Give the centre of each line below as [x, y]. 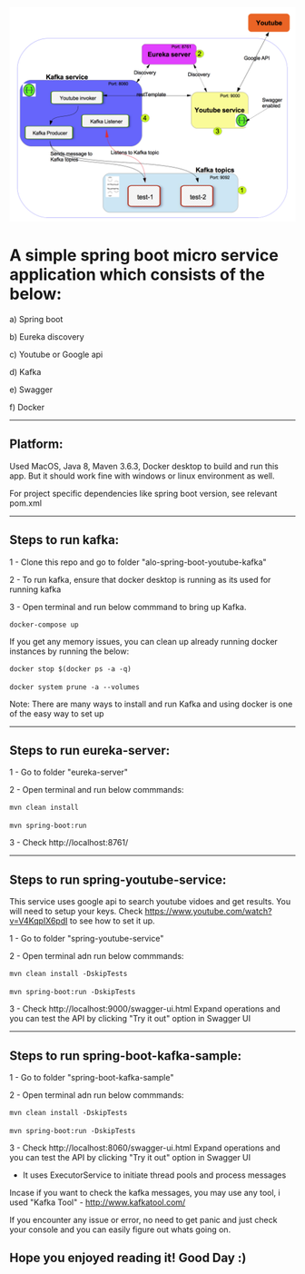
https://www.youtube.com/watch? [208, 912]
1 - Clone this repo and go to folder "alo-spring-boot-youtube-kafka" [138, 562]
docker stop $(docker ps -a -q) [70, 669]
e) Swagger [31, 390]
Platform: [36, 444]
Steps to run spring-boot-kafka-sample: [126, 1056]
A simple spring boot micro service [144, 256]
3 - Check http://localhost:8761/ [69, 843]
